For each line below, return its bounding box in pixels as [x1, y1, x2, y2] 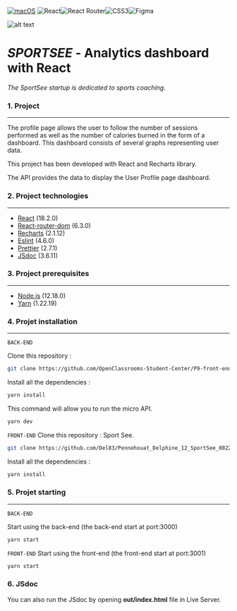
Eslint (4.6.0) [17, 236, 55, 245]
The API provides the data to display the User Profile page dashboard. [7, 174, 211, 182]
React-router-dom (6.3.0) [17, 221, 92, 229]
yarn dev [7, 418, 33, 425]
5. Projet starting [7, 488, 66, 497]
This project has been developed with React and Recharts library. [7, 159, 197, 169]
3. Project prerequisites [7, 269, 90, 279]
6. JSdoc [7, 579, 39, 589]
